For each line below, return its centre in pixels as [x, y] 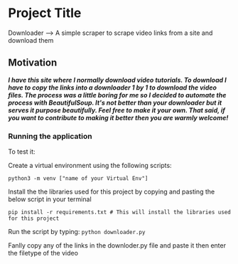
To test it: [22, 152]
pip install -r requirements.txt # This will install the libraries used [120, 212]
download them [31, 40]
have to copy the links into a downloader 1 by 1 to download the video [113, 88]
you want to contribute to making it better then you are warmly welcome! [118, 117]
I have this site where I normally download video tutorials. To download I [117, 80]
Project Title [45, 13]
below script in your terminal [50, 199]
